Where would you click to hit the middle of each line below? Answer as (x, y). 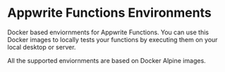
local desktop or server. (42, 47)
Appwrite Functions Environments (109, 13)
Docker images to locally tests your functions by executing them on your (112, 39)
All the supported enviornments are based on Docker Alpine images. (107, 60)
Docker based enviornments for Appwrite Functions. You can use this (108, 32)
